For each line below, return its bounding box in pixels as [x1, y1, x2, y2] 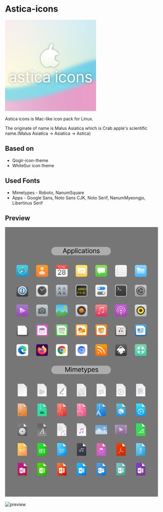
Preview [5, 214, 31, 222]
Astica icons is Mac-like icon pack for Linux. [5, 116, 94, 122]
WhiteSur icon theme [12, 162, 54, 168]
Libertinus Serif [12, 200, 43, 206]
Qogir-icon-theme [12, 157, 49, 163]
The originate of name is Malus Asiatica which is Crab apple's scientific [5, 125, 148, 131]
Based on [5, 144, 34, 153]
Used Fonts [5, 177, 40, 185]
